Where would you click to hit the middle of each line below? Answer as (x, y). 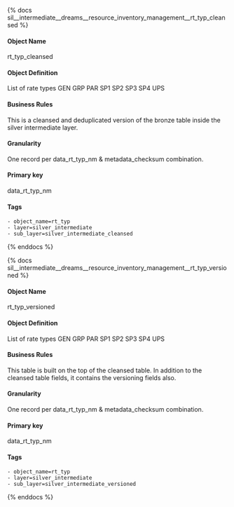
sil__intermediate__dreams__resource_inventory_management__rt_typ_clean (116, 18)
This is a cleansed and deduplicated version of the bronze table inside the (114, 120)
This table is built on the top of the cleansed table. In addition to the (105, 370)
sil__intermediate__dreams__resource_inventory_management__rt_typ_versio (117, 268)
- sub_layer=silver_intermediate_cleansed (70, 234)
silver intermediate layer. (43, 127)
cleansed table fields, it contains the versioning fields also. (92, 377)
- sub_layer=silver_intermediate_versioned (72, 484)
